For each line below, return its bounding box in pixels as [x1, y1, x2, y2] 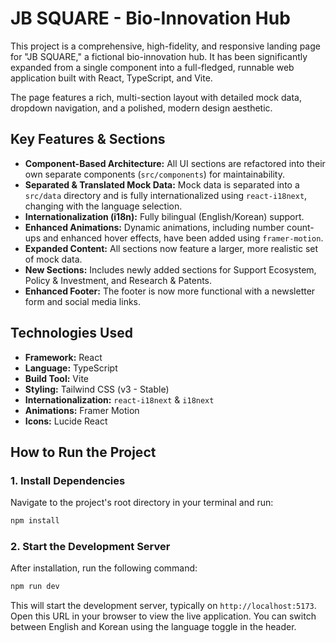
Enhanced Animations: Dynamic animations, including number [24, 221, 285, 233]
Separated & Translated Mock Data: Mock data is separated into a [24, 178, 300, 191]
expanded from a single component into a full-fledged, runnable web [10, 61, 295, 73]
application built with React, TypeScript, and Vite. [10, 72, 213, 84]
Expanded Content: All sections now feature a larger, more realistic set [24, 242, 319, 254]
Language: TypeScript [24, 362, 118, 374]
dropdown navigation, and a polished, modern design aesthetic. [10, 102, 273, 114]
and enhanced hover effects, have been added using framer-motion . [42, 232, 324, 244]
